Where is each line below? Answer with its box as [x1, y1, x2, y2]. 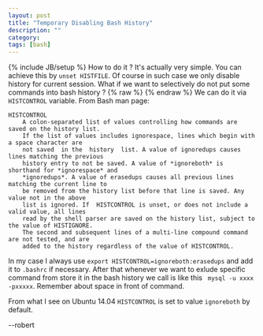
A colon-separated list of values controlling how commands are [22, 118, 238, 126]
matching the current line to [8, 181, 108, 189]
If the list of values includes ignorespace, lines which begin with [22, 132, 256, 140]
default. [8, 305, 34, 315]
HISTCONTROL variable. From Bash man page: [8, 96, 150, 106]
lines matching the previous [8, 153, 104, 161]
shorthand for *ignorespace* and [8, 166, 118, 174]
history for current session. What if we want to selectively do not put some [8, 80, 250, 89]
